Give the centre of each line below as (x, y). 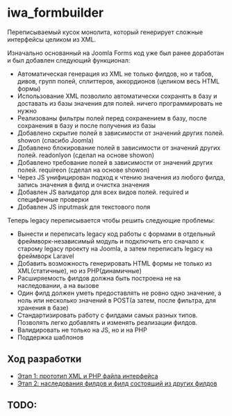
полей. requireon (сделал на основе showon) (83, 170)
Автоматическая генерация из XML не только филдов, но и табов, (115, 74)
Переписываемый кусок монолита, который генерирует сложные (105, 32)
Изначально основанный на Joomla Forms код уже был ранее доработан (116, 53)
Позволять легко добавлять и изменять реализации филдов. (107, 322)
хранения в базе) (43, 307)
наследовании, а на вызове (58, 285)
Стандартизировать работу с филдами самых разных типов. (107, 315)
